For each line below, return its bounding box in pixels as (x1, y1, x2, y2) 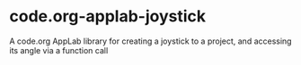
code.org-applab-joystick (9, 6, 207, 27)
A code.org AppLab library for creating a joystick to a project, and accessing (9, 36, 292, 46)
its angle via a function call (9, 45, 109, 55)
